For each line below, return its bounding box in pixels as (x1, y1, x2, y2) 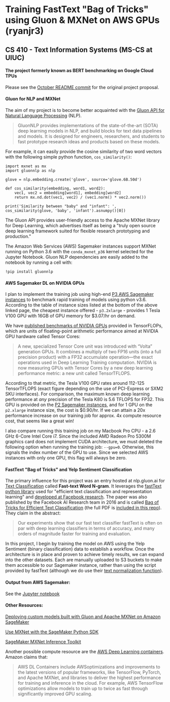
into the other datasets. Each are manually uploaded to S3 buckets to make (5, 557, 162, 563)
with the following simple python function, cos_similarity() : (5, 154, 132, 160)
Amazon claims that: (5, 654, 48, 660)
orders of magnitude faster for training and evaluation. (17, 531, 131, 537)
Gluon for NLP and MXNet (5, 96, 61, 102)
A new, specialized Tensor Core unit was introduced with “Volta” (17, 343, 152, 349)
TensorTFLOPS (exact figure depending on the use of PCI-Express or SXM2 (5, 385, 163, 392)
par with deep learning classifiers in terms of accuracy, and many (17, 525, 155, 532)
